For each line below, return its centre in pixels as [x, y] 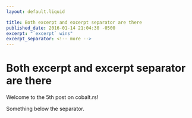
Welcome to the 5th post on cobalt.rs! [52, 97]
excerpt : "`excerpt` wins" [40, 33]
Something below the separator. [45, 109]
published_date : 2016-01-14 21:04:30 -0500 [61, 28]
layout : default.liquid [36, 12]
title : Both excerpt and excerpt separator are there [74, 22]
